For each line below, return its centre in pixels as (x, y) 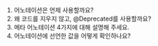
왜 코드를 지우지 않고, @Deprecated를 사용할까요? (82, 19)
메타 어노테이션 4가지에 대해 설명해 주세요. (72, 27)
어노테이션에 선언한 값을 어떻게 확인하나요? (72, 36)
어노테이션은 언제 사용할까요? (54, 10)
